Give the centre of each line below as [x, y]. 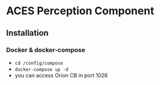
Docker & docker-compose [46, 50]
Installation [27, 33]
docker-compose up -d [41, 70]
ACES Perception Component [80, 11]
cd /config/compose [39, 63]
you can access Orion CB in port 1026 [61, 75]
